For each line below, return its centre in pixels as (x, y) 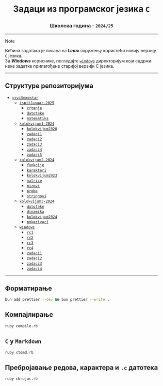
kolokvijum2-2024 (37, 160)
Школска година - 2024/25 (81, 26)
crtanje (34, 108)
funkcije (35, 165)
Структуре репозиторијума (49, 86)
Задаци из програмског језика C (81, 9)
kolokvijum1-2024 (37, 124)
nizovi (33, 186)
